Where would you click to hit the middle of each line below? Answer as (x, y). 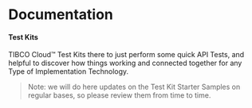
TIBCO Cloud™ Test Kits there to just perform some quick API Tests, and (126, 55)
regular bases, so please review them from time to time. (119, 95)
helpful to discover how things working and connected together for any (125, 63)
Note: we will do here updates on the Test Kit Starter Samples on (134, 87)
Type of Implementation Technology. (69, 71)
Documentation (61, 15)
